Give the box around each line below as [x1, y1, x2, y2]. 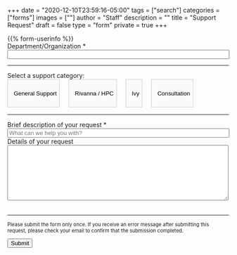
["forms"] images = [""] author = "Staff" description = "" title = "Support [7, 13, 217, 22]
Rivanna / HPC [75, 89, 114, 97]
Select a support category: [7, 72, 85, 79]
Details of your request [7, 137, 74, 145]
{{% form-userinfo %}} [7, 34, 74, 43]
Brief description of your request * [7, 121, 107, 129]
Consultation [157, 89, 191, 97]
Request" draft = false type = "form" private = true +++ [7, 21, 167, 29]
